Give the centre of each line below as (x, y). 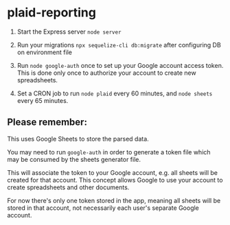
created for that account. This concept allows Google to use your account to (115, 180)
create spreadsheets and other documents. (68, 187)
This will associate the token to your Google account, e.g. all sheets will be (113, 172)
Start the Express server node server (69, 32)
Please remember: (47, 122)
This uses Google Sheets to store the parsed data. (78, 139)
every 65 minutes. (43, 100)
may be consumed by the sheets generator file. (74, 159)
